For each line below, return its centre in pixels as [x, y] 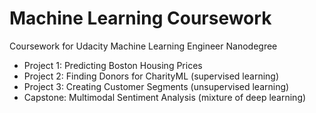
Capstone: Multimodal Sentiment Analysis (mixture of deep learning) [165, 97]
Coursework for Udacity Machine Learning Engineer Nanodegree [143, 46]
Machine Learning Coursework [140, 18]
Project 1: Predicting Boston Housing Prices [113, 65]
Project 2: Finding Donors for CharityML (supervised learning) [151, 76]
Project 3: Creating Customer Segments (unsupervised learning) [156, 86]
